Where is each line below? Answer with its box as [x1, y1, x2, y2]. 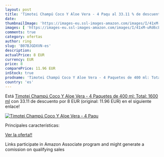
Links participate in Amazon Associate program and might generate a [5, 141, 144, 147]
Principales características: [5, 122, 60, 128]
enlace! [5, 103, 20, 109]
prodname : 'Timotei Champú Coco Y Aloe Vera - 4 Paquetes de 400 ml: [5, 75, 150, 80]
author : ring [5, 39, 32, 44]
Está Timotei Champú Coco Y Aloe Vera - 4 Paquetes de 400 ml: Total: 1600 [5, 93, 159, 99]
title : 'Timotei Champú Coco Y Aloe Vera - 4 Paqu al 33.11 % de [5, 12, 141, 17]
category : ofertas [5, 35, 42, 39]
